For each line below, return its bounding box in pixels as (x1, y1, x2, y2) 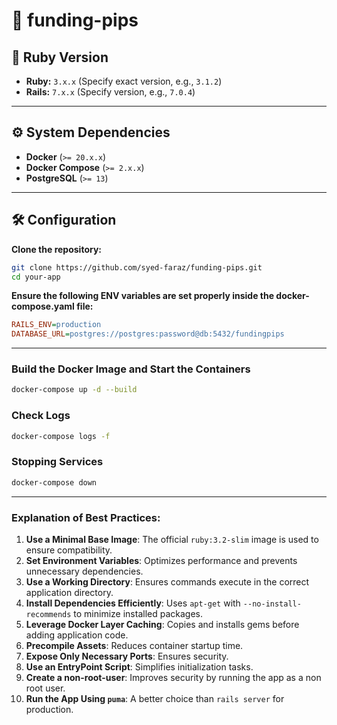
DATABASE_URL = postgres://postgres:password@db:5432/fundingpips (11, 329, 285, 339)
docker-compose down (11, 477, 98, 488)
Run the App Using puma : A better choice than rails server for (25, 692, 285, 704)
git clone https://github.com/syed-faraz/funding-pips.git (11, 262, 263, 273)
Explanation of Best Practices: (11, 510, 161, 524)
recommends (25, 609, 72, 619)
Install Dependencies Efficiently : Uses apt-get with (25, 597, 241, 609)
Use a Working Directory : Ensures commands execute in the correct (25, 575, 310, 588)
